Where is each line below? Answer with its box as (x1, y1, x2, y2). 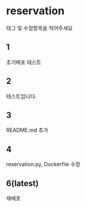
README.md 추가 (6, 126, 49, 134)
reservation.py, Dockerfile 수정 (6, 161, 81, 168)
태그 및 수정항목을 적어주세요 (6, 24, 73, 31)
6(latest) (6, 178, 39, 188)
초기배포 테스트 (6, 58, 42, 66)
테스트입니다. (6, 93, 37, 100)
